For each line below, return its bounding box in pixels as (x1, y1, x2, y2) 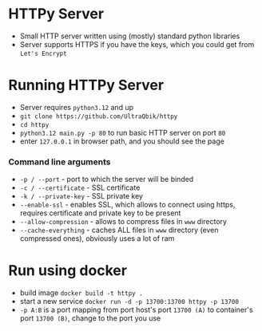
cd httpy (19, 120, 50, 128)
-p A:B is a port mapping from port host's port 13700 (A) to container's (19, 305, 253, 315)
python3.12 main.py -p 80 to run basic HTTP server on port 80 (19, 128, 226, 137)
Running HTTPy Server (8, 77, 165, 94)
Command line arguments (8, 156, 111, 167)
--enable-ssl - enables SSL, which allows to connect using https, (19, 200, 236, 210)
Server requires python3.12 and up (19, 102, 134, 112)
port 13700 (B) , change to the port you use (19, 313, 161, 323)
